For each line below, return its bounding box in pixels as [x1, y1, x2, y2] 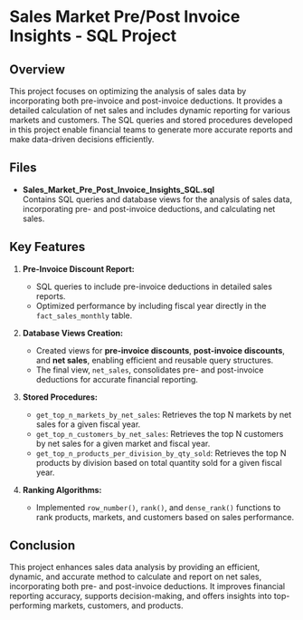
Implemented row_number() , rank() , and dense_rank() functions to [35, 501, 281, 513]
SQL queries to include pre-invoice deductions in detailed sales [35, 281, 273, 292]
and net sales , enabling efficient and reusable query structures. [35, 354, 274, 365]
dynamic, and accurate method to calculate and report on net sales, [9, 571, 262, 582]
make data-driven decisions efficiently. [9, 134, 155, 144]
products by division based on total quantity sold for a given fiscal [35, 457, 282, 468]
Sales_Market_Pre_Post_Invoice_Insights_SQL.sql [22, 184, 215, 195]
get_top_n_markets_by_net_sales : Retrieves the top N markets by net [35, 409, 292, 420]
